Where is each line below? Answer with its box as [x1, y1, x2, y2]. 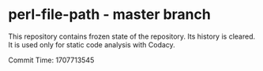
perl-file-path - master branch [8, 6, 211, 24]
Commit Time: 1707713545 [8, 55, 95, 65]
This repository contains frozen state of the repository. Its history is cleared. [8, 32, 255, 41]
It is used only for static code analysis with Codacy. [8, 39, 175, 49]
